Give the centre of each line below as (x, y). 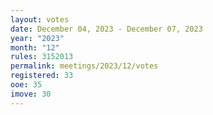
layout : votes (40, 19)
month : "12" (35, 47)
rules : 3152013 (42, 57)
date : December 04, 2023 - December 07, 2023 (106, 29)
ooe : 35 (26, 85)
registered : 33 (42, 76)
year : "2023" (37, 38)
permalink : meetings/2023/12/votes (84, 66)
